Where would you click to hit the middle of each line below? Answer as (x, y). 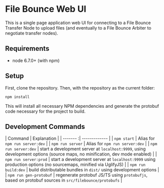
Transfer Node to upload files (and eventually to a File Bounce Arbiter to (78, 28)
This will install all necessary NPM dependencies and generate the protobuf (82, 106)
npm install (17, 97)
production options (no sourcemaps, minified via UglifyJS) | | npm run (75, 165)
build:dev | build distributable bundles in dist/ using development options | (82, 170)
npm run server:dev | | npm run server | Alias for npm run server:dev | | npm (81, 144)
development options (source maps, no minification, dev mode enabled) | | (81, 154)
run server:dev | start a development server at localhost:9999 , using (75, 149)
